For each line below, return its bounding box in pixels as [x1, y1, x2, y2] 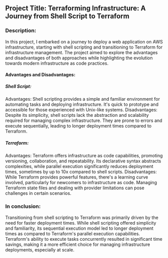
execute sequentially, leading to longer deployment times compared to [5, 123, 152, 129]
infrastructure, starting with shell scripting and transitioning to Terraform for [5, 44, 163, 50]
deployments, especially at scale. [5, 246, 75, 252]
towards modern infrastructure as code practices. [5, 60, 108, 66]
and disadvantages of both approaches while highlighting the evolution [5, 55, 153, 61]
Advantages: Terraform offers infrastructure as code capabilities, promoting [5, 153, 163, 159]
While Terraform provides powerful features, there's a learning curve [5, 174, 148, 180]
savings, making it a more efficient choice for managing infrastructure [5, 241, 150, 247]
